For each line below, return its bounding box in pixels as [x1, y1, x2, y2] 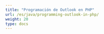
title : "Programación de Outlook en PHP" [5, 7, 95, 12]
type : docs [5, 21, 29, 26]
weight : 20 [5, 16, 29, 21]
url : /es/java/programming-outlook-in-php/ [5, 12, 99, 17]
